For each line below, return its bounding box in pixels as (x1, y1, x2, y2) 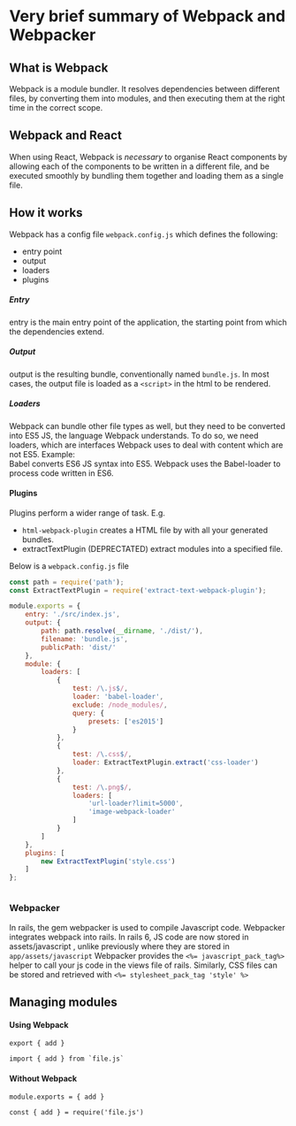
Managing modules (9, 994, 118, 1009)
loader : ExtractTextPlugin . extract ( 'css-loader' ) (72, 758, 259, 767)
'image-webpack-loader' (87, 808, 176, 816)
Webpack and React (9, 128, 122, 143)
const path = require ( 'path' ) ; (9, 578, 125, 586)
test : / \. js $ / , (72, 684, 128, 693)
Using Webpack (9, 1019, 69, 1030)
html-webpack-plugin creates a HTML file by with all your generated (21, 525, 268, 535)
